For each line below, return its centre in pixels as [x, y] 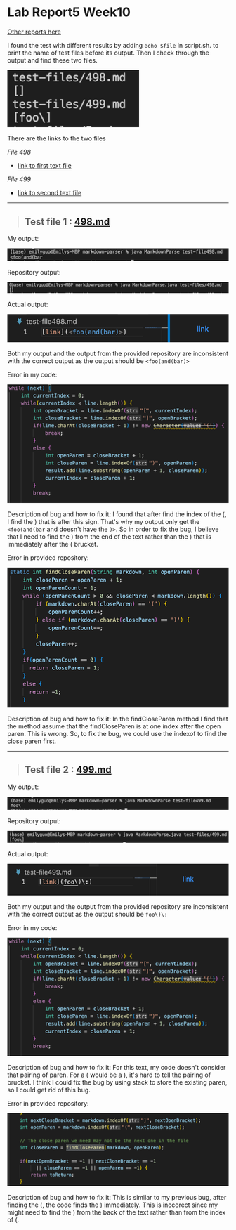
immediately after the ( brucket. [53, 544]
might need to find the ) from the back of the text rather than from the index [117, 1212]
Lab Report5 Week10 [69, 12]
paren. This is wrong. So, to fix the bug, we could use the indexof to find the [117, 734]
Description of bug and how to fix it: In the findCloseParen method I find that [118, 719]
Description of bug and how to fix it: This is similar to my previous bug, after [117, 1197]
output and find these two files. [52, 60]
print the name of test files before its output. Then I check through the [108, 53]
